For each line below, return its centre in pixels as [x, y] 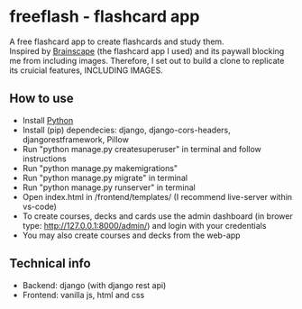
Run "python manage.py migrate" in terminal [105, 177]
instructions [45, 159]
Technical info [50, 264]
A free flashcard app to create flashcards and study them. [117, 41]
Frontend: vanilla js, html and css [83, 295]
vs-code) [39, 206]
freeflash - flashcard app [105, 17]
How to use [41, 99]
